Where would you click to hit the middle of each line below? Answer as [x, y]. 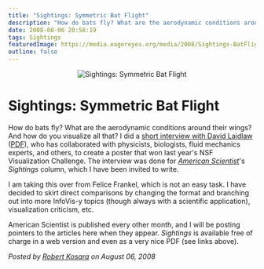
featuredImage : [33, 45]
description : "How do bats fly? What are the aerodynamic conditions [125, 23]
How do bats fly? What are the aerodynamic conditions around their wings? [130, 127]
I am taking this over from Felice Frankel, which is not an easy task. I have [127, 184]
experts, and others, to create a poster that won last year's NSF [111, 152]
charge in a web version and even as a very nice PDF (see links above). [124, 241]
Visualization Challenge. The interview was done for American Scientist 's [126, 161]
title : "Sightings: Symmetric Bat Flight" [79, 15]
